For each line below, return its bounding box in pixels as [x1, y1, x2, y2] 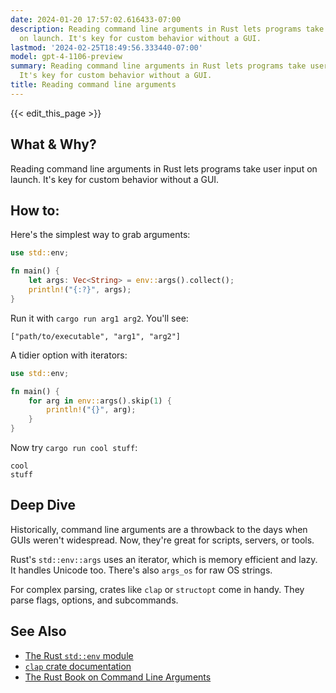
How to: [10, 202, 60, 219]
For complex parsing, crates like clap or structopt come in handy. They [10, 583, 305, 595]
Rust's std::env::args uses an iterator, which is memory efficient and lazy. [10, 553, 318, 565]
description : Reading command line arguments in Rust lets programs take [10, 24, 325, 34]
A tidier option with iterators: [10, 349, 128, 361]
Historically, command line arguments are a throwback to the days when [10, 523, 308, 535]
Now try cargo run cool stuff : [10, 442, 138, 453]
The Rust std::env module [24, 649, 134, 661]
